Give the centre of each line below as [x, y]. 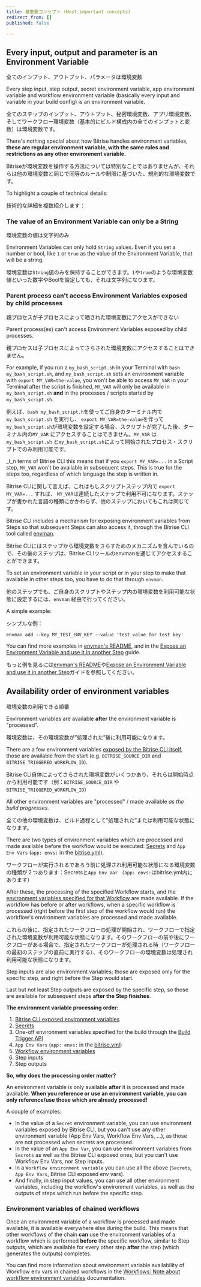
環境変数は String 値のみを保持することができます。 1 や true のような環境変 [97, 272]
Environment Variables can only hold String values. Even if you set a [91, 247]
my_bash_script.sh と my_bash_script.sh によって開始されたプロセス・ [92, 441]
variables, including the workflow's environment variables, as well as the [104, 1187]
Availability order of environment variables [88, 691]
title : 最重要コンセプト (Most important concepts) [68, 12]
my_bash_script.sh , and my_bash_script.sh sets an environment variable [95, 374]
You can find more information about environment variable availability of [95, 1265]
